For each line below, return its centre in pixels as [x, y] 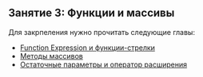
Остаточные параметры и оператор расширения [103, 64]
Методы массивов [52, 56]
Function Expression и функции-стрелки [88, 48]
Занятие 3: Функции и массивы [92, 13]
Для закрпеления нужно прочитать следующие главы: [102, 32]
